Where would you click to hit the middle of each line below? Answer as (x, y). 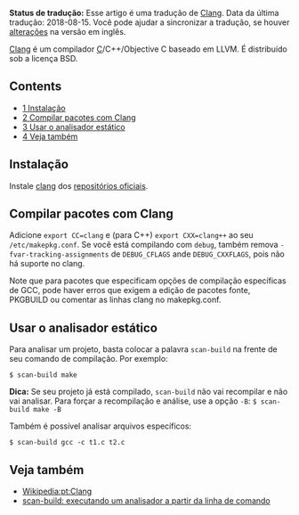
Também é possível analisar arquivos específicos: (101, 426)
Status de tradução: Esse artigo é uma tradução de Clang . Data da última (144, 13)
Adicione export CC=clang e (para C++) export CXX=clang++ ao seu (131, 235)
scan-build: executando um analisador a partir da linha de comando (146, 501)
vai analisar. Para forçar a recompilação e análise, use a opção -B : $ (133, 401)
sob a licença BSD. (44, 58)
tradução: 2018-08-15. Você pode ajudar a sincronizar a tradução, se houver (149, 22)
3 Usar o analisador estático (74, 127)
